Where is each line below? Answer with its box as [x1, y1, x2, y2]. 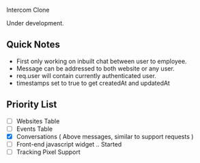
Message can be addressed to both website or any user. [16, 64, 175, 73]
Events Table [16, 125, 53, 133]
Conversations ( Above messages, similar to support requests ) [16, 132, 194, 140]
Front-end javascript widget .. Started [16, 140, 122, 148]
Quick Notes [6, 39, 61, 51]
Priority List [6, 99, 57, 110]
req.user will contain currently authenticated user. [16, 71, 156, 79]
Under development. [6, 19, 64, 27]
